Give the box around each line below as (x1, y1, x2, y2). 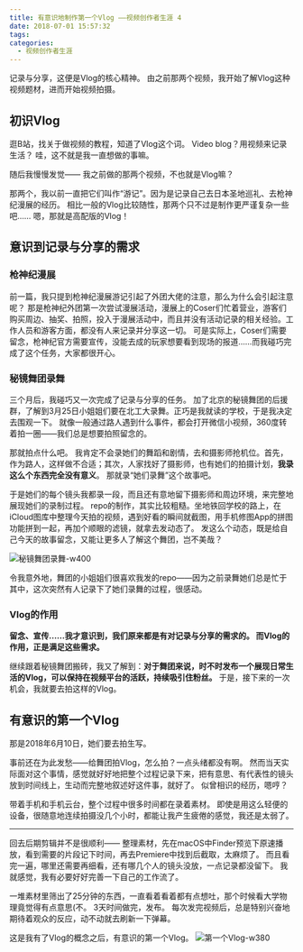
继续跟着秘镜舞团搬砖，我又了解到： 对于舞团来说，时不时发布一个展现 (9, 661, 271, 672)
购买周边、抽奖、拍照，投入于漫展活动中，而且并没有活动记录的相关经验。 (9, 313, 286, 325)
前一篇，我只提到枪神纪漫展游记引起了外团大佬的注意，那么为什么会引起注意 (9, 290, 294, 302)
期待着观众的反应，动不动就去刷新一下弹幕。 (9, 913, 176, 924)
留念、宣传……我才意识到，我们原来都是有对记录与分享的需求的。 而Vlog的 (9, 630, 290, 641)
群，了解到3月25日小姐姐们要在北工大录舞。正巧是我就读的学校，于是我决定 (9, 405, 293, 416)
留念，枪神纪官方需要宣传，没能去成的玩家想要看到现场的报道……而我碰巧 (9, 335, 284, 347)
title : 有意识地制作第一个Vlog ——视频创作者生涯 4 (9, 13, 182, 23)
